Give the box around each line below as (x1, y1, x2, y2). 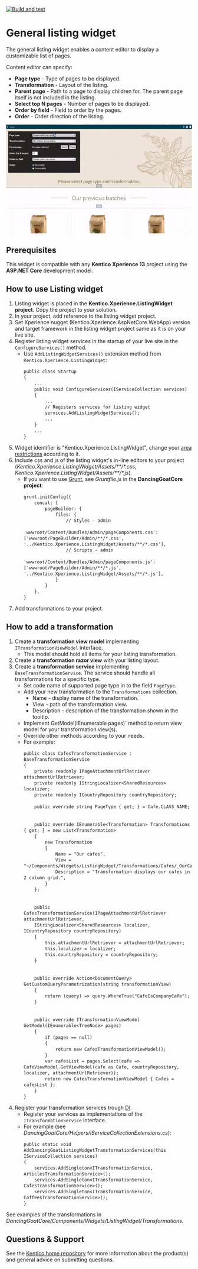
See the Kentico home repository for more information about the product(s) (6, 1250, 189, 1257)
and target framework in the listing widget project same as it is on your (14, 325, 187, 332)
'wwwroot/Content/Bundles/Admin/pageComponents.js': (23, 559, 156, 565)
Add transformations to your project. (14, 605, 104, 612)
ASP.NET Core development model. (6, 267, 93, 274)
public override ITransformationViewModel (34, 1016, 140, 1023)
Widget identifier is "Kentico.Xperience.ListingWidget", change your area (14, 444, 192, 451)
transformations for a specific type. (14, 675, 101, 683)
